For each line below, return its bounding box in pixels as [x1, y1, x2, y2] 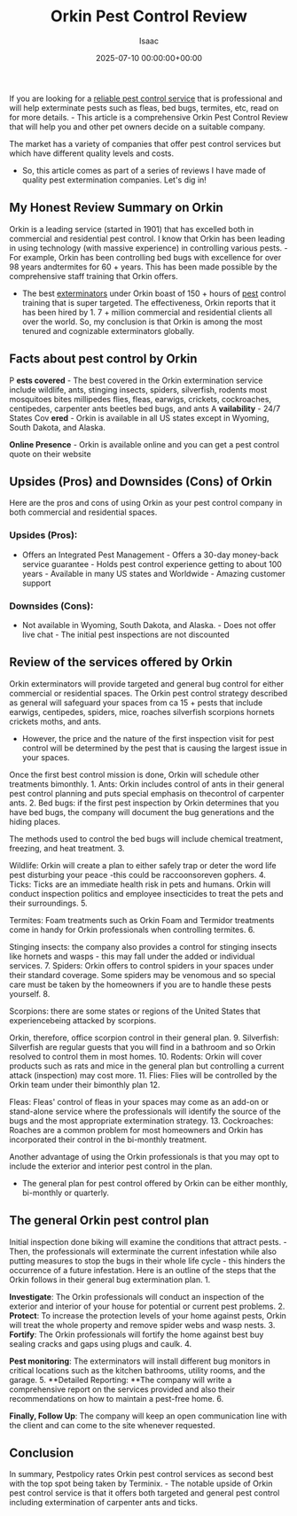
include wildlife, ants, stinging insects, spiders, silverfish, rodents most [9, 384, 268, 395]
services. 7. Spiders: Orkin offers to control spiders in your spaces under [9, 960, 274, 971]
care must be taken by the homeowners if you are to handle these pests [9, 979, 272, 990]
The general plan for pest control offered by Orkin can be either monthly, [21, 1178, 288, 1188]
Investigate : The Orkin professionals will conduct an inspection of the [9, 1291, 264, 1302]
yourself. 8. [9, 988, 51, 999]
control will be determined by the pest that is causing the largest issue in [21, 742, 288, 753]
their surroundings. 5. [9, 898, 88, 908]
